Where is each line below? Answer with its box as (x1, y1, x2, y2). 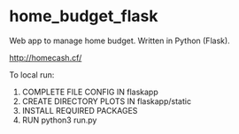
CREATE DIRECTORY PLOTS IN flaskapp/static (21, 95, 192, 107)
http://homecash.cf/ (9, 52, 82, 63)
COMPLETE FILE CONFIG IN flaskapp (21, 86, 158, 97)
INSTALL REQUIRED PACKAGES (21, 105, 138, 115)
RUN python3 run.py (21, 115, 97, 125)
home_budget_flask (9, 6, 158, 26)
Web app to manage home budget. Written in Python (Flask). (9, 35, 230, 46)
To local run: (9, 69, 55, 80)
